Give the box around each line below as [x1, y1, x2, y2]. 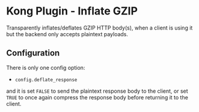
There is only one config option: [6, 64, 85, 71]
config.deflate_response [14, 76, 78, 82]
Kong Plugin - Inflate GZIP [6, 4, 138, 18]
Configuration [6, 48, 60, 58]
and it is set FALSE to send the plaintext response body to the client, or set [6, 87, 188, 95]
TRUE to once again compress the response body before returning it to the [6, 93, 188, 101]
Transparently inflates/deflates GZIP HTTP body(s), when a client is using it [6, 24, 193, 31]
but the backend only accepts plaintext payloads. [6, 30, 128, 37]
